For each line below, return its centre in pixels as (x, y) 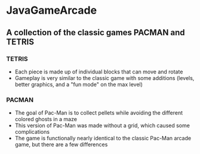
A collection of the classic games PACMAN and (96, 33)
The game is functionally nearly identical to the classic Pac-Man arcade (103, 138)
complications (32, 132)
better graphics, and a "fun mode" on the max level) (79, 84)
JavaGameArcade (52, 10)
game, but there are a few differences (61, 144)
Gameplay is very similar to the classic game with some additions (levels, (104, 78)
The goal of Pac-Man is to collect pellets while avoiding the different (99, 113)
